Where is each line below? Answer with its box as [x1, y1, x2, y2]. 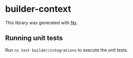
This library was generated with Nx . [5, 20, 78, 26]
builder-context [5, 3, 71, 15]
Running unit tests [5, 34, 63, 42]
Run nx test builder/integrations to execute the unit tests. [5, 47, 129, 53]
